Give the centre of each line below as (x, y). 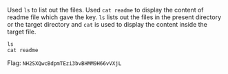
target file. (22, 32)
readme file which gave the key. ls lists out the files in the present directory (114, 17)
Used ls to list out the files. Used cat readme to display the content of (106, 10)
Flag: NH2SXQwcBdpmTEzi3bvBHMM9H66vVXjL (64, 63)
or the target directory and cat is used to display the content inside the (107, 24)
